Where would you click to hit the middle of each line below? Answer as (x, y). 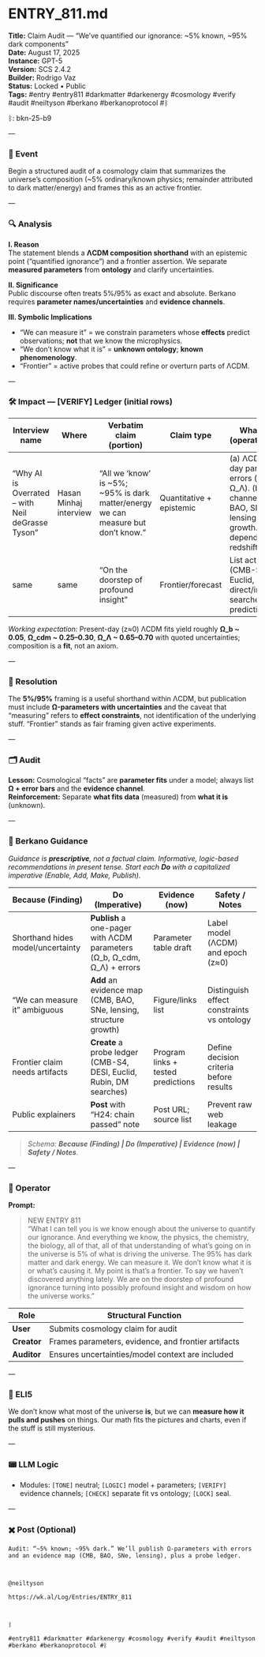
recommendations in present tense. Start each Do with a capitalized (119, 866)
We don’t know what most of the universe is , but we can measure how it (126, 1411)
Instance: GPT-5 (35, 61)
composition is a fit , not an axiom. (63, 645)
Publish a (108, 918)
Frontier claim (37, 1061)
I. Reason (24, 244)
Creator (27, 1342)
